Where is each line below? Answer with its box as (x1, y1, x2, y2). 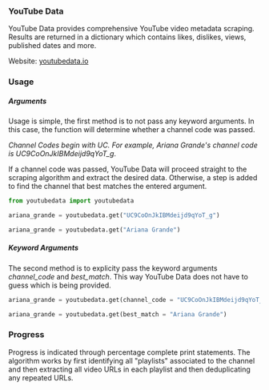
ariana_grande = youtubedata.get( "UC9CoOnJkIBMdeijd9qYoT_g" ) (8, 211, 220, 219)
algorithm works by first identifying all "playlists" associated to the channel (8, 356, 255, 365)
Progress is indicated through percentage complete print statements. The (8, 347, 251, 357)
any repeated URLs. (8, 372, 74, 382)
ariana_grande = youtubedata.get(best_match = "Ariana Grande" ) (8, 310, 227, 318)
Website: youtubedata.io (8, 56, 89, 66)
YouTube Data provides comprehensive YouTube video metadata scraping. (8, 24, 255, 34)
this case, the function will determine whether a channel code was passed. (8, 125, 255, 135)
